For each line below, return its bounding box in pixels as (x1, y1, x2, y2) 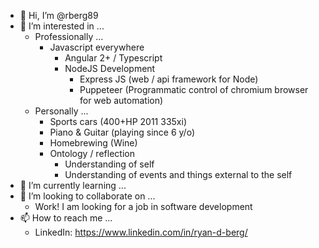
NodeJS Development (64, 63, 156, 74)
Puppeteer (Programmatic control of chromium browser (79, 84, 309, 95)
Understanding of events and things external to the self (64, 169, 293, 180)
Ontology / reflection (49, 148, 135, 159)
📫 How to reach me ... (19, 212, 113, 224)
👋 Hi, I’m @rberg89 (19, 10, 99, 21)
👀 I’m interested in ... (19, 20, 105, 32)
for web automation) (79, 95, 164, 106)
